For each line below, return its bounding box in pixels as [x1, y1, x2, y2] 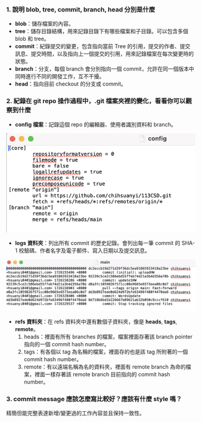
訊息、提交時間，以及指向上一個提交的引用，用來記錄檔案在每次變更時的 [14, 50, 194, 58]
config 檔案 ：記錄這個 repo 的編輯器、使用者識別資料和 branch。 [14, 120, 177, 128]
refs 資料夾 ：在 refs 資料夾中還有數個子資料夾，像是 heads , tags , [14, 318, 178, 326]
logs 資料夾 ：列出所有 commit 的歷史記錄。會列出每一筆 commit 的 [14, 239, 181, 246]
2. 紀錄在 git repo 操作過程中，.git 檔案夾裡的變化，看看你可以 [6, 97, 186, 105]
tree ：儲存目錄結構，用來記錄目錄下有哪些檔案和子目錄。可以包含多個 [14, 28, 188, 35]
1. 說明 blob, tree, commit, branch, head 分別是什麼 [6, 5, 155, 13]
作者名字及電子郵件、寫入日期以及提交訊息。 [40, 247, 151, 254]
